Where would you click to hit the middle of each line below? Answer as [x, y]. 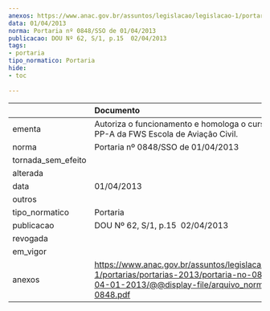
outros [25, 199]
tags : [17, 46]
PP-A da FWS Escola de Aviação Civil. [166, 133]
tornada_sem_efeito [49, 160]
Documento [117, 110]
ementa [27, 129]
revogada [30, 238]
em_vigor [29, 252]
